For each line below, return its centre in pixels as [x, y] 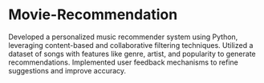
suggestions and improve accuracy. [67, 70]
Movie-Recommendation [93, 15]
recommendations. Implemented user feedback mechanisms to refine [124, 62]
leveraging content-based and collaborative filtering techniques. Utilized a [131, 45]
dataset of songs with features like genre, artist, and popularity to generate [132, 53]
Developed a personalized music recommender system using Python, [123, 37]
